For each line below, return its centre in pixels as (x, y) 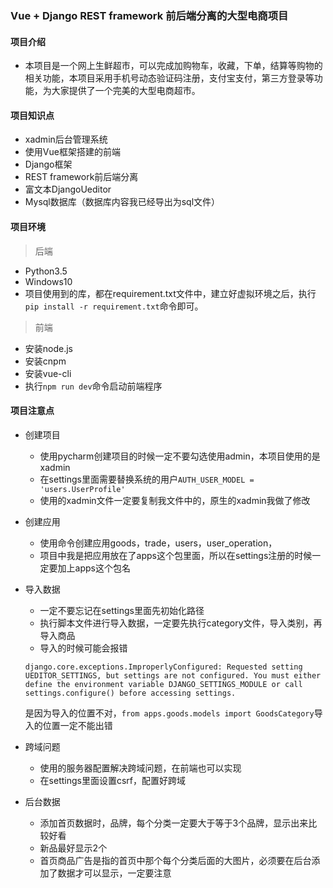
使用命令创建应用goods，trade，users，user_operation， (158, 543)
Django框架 (48, 164)
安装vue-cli (48, 373)
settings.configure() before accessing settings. (130, 693)
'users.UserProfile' (82, 489)
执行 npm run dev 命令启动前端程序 (93, 386)
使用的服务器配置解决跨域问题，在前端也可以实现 (140, 768)
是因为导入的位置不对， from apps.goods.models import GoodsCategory (169, 713)
